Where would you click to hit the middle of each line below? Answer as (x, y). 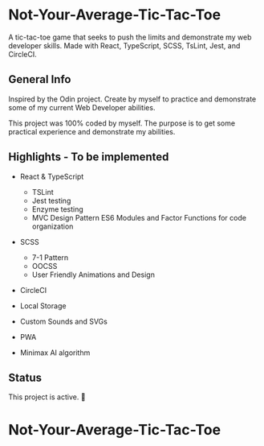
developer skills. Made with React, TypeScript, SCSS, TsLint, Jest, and (124, 45)
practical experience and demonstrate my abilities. (92, 131)
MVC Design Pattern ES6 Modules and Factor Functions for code (139, 217)
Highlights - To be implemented (89, 157)
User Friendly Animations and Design (93, 275)
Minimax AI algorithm (55, 353)
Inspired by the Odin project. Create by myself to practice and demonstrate (132, 99)
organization (53, 226)
